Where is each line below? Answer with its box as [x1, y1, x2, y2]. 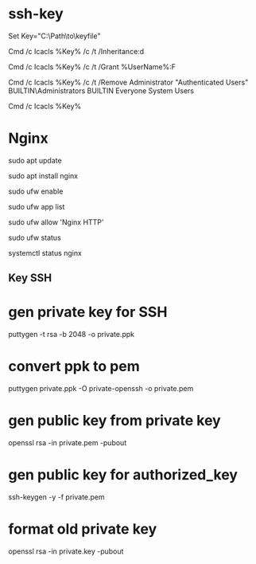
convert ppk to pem [8, 358, 141, 375]
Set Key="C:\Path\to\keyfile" [8, 31, 101, 41]
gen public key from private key [8, 412, 221, 430]
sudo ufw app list [8, 202, 65, 211]
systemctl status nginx [8, 248, 82, 257]
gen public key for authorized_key [8, 466, 239, 484]
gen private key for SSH [8, 304, 168, 321]
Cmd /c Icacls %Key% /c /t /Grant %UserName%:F [8, 61, 176, 72]
